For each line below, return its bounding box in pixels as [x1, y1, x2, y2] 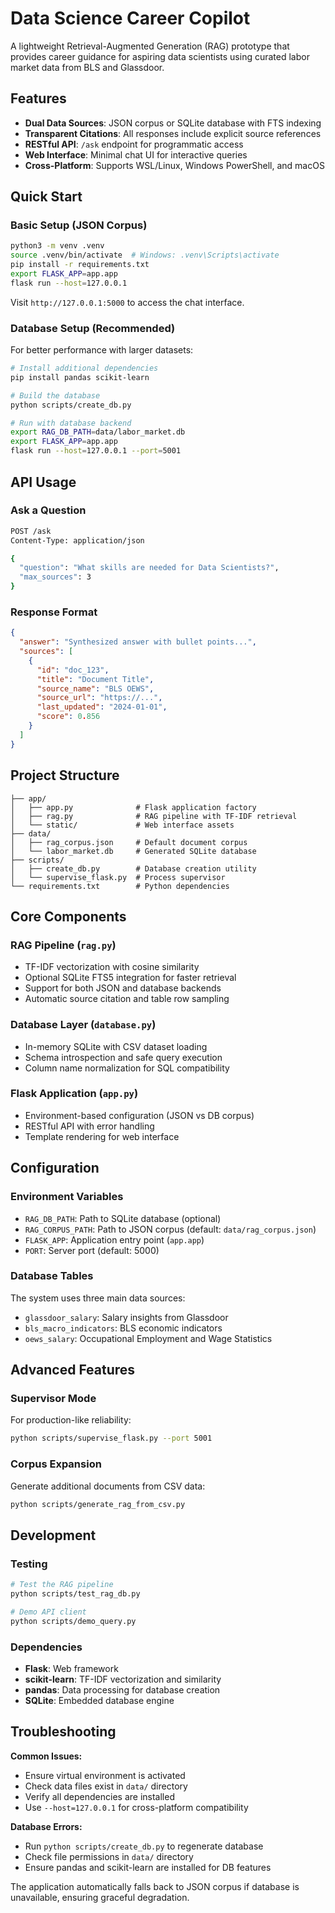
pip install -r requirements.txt [10, 260, 150, 270]
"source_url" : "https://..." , [36, 693, 163, 703]
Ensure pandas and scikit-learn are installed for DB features [24, 1861, 272, 1873]
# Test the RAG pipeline [10, 1580, 114, 1590]
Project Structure [10, 767, 120, 784]
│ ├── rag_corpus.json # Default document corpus [10, 837, 248, 847]
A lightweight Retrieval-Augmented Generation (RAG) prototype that [10, 40, 290, 52]
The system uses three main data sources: [10, 1292, 186, 1304]
